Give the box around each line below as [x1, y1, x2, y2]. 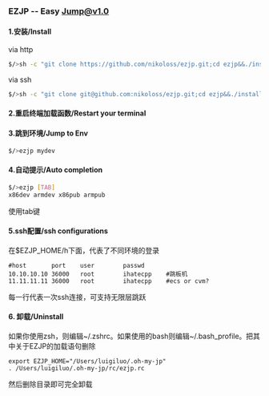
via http [8, 45, 34, 55]
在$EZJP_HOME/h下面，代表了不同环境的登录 [8, 245, 160, 255]
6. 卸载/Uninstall [8, 312, 64, 321]
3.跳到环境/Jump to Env [8, 128, 88, 138]
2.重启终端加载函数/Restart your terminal [8, 108, 147, 118]
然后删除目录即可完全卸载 [8, 379, 93, 389]
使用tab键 [8, 206, 41, 216]
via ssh [8, 75, 32, 84]
